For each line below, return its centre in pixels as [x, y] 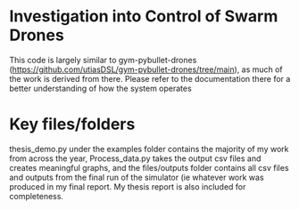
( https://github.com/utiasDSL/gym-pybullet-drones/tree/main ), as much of [146, 69]
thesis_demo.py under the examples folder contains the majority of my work [149, 149]
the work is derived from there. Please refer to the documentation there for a [150, 78]
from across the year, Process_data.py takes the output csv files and [135, 158]
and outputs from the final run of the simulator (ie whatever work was [137, 177]
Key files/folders [72, 124]
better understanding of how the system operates [100, 88]
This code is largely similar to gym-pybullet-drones [103, 60]
